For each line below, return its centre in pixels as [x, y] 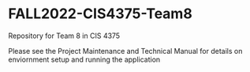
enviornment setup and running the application [84, 59]
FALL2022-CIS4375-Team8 [101, 14]
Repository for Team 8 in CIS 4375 [64, 36]
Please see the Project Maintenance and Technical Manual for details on [125, 51]
